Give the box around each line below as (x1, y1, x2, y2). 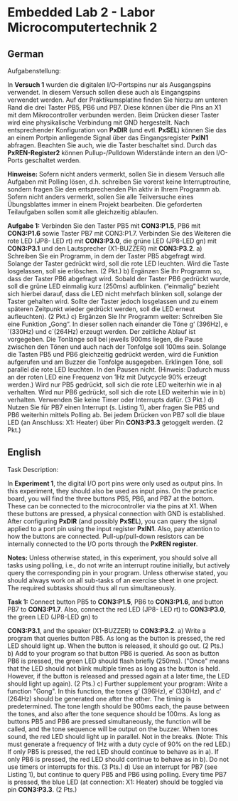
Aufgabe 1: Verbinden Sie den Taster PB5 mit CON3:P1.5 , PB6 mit (7, 221, 201, 230)
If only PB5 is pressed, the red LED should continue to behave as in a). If (7, 747, 219, 755)
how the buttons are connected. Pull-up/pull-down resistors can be (7, 532, 205, 540)
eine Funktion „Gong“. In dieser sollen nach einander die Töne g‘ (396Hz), (7, 320, 223, 328)
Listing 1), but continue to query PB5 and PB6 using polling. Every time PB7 (7, 770, 227, 778)
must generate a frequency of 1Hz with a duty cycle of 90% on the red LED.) (7, 740, 231, 748)
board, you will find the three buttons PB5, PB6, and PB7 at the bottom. (7, 494, 215, 503)
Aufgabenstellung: (7, 67, 62, 75)
